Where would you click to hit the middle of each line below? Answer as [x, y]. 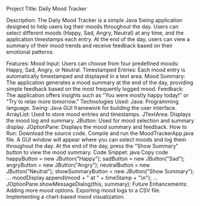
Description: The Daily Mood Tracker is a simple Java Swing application [94, 20]
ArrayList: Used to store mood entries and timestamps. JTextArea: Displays [99, 114]
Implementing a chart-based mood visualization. [66, 197]
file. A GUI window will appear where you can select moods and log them [96, 139]
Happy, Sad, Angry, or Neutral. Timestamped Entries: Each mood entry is [96, 70]
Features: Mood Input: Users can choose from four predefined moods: [93, 63]
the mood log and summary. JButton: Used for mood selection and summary [100, 121]
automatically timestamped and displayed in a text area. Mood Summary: [96, 76]
